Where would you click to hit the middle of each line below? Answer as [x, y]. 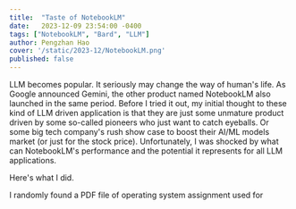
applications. [33, 160]
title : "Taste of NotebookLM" [68, 17]
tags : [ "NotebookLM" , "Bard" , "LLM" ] [80, 34]
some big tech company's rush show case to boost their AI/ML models [140, 132]
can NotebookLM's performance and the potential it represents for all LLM [146, 151]
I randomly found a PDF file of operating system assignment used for [136, 195]
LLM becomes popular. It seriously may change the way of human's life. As [148, 84]
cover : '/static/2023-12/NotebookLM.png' [88, 51]
